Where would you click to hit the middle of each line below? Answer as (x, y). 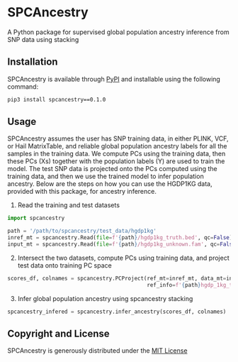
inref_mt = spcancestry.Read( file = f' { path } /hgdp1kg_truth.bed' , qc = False (119, 238)
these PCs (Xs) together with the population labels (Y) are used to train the (116, 161)
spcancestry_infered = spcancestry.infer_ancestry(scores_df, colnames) (117, 312)
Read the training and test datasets (69, 205)
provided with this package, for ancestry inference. (82, 192)
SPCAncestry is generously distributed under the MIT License (97, 351)
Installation (33, 62)
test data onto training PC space (64, 265)
